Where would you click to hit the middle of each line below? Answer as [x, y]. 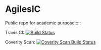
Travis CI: [15, 32]
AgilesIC [23, 9]
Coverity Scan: [20, 42]
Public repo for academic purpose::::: [43, 23]
